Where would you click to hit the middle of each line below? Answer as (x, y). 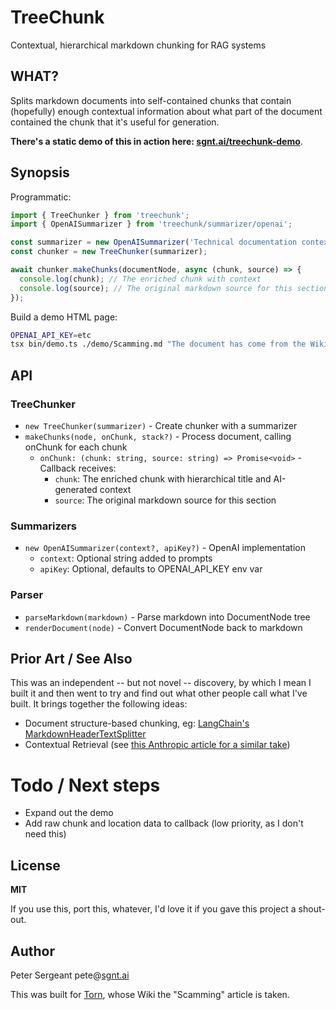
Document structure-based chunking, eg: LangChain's (137, 723)
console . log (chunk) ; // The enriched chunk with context (140, 279)
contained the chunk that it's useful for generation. (115, 122)
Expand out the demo (69, 813)
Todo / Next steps (85, 785)
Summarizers (44, 526)
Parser (27, 595)
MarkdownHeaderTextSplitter (85, 734)
